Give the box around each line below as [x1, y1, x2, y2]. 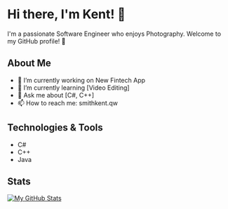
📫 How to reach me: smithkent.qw [17, 98, 118, 107]
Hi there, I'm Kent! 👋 [7, 6, 126, 22]
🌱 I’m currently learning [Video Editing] [17, 83, 130, 92]
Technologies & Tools [7, 122, 103, 134]
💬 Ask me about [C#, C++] [17, 90, 95, 99]
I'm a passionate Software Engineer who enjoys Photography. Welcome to [7, 29, 222, 38]
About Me [7, 58, 51, 69]
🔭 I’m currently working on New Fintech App [17, 76, 146, 84]
